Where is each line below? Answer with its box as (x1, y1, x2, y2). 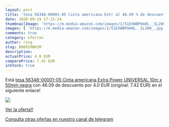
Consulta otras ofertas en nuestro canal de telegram (5, 116, 114, 122)
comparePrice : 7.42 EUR (5, 58, 55, 63)
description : (5, 49, 33, 54)
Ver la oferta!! (5, 106, 34, 112)
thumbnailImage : (5, 21, 39, 26)
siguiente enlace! (5, 87, 41, 93)
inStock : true (5, 63, 35, 68)
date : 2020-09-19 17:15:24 (5, 16, 62, 21)
